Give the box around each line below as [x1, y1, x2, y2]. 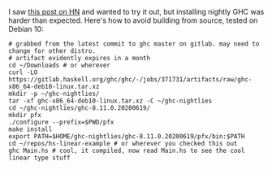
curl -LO [8, 68, 38, 76]
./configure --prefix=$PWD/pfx [8, 118, 114, 126]
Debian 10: [8, 24, 44, 33]
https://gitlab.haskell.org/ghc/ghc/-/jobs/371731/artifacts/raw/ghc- [8, 76, 253, 84]
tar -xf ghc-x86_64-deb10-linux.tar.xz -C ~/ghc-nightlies [8, 97, 213, 105]
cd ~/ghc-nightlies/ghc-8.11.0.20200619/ [8, 104, 151, 112]
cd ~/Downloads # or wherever [8, 61, 111, 69]
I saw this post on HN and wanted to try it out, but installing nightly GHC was [8, 7, 265, 16]
